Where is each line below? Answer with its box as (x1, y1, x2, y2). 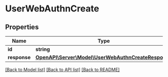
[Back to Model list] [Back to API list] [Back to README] (5, 67, 120, 73)
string (35, 46, 50, 53)
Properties (5, 23, 39, 31)
